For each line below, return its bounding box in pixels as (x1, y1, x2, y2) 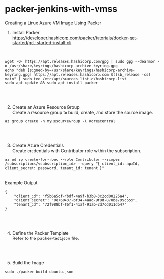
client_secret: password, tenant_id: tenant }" (5, 165, 105, 171)
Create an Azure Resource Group (12, 104, 80, 110)
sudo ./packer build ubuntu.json (5, 269, 74, 274)
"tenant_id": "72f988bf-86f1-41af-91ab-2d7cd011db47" (14, 202, 127, 207)
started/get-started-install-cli (12, 40, 72, 45)
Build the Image (12, 259, 44, 265)
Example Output (5, 179, 38, 186)
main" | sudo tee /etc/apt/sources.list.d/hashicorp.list (5, 76, 127, 81)
